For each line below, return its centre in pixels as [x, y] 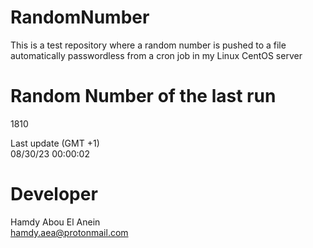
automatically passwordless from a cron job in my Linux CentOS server [156, 55]
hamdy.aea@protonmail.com [69, 232]
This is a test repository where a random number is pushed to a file [148, 45]
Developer [54, 194]
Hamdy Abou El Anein [55, 222]
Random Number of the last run [143, 96]
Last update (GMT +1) [55, 143]
